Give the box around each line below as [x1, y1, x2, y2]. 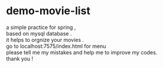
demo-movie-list [6, 4, 90, 18]
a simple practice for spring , [6, 24, 76, 31]
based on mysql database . [6, 30, 72, 37]
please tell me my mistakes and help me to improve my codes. [6, 48, 158, 56]
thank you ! [6, 55, 34, 62]
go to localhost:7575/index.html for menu [6, 43, 106, 50]
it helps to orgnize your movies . [6, 36, 84, 43]
